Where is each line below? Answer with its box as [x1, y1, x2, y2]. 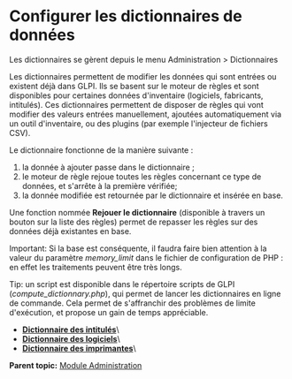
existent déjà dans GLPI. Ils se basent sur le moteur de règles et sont [9, 80, 259, 91]
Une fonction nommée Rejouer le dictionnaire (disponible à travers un [9, 207, 265, 217]
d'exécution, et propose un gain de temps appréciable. [9, 307, 209, 317]
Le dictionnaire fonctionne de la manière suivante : [9, 144, 194, 155]
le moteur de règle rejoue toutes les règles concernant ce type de [21, 171, 262, 182]
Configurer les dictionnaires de [9, 6, 242, 27]
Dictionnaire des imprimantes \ [21, 343, 136, 353]
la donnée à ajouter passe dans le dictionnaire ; [21, 162, 195, 172]
